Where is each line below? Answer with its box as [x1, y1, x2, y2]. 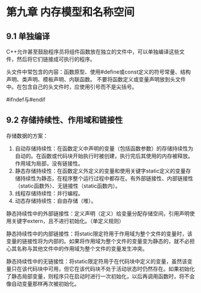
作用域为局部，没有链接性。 [14, 160, 84, 167]
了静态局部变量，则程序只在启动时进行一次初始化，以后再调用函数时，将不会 [6, 273, 195, 280]
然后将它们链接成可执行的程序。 [16, 56, 96, 63]
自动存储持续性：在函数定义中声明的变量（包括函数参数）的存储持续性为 [14, 145, 193, 152]
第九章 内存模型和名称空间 [6, 5, 135, 19]
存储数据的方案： [6, 132, 48, 139]
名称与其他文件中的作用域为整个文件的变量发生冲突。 [16, 245, 148, 252]
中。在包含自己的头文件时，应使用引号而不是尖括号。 [6, 83, 138, 90]
